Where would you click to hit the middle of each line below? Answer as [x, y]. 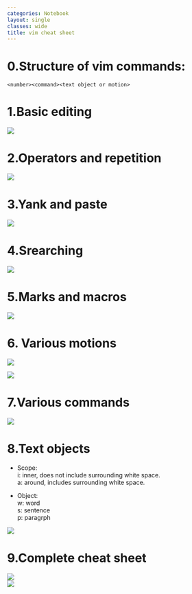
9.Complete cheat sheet [77, 558]
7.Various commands [69, 403]
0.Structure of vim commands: [96, 67]
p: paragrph [34, 517]
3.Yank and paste [57, 205]
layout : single [29, 20]
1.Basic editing [50, 112]
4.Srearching [45, 251]
